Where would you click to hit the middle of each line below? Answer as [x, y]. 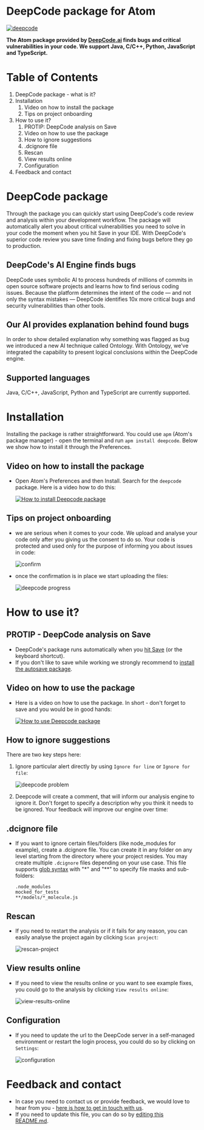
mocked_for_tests [37, 892]
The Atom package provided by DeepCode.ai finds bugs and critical [93, 40]
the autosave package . [44, 669]
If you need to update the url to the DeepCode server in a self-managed [105, 1035]
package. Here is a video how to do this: [66, 487]
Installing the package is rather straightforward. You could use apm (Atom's [99, 434]
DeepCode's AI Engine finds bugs [71, 265]
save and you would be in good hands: [63, 709]
